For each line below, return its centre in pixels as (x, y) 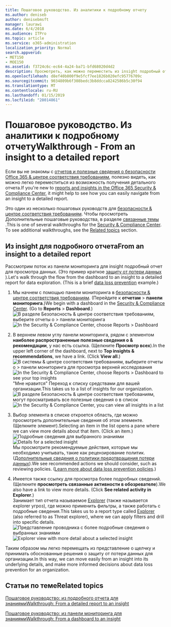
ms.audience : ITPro (26, 34)
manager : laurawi (24, 24)
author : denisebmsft (27, 19)
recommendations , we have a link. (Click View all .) (66, 356)
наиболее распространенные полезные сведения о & (73, 340)
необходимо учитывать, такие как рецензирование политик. (79, 453)
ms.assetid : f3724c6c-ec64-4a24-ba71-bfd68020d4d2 (60, 67)
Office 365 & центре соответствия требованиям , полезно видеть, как (81, 177)
